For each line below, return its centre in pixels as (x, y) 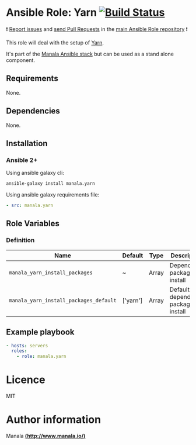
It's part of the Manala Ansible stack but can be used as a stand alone (90, 54)
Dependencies (33, 111)
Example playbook (40, 332)
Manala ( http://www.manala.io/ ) (46, 436)
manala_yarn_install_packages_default (63, 300)
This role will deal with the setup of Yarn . (55, 42)
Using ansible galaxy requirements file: (53, 195)
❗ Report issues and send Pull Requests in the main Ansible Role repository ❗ (97, 29)
